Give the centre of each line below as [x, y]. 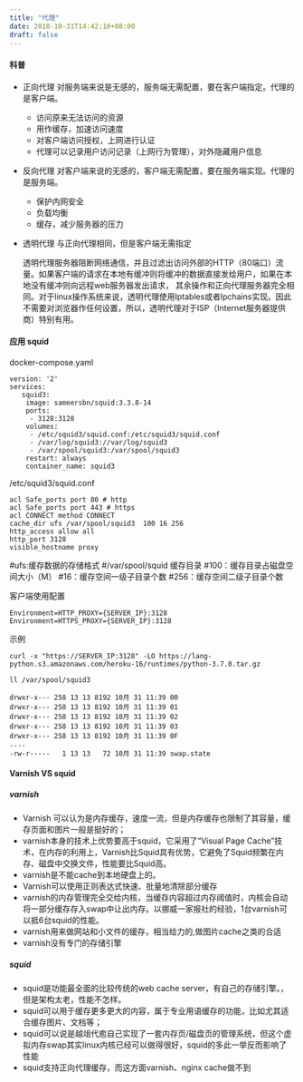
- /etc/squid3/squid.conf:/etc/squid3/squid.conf [125, 434]
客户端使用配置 [37, 596]
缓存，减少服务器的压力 [80, 224]
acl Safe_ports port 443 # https [72, 507]
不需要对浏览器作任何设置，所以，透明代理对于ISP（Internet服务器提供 [154, 307]
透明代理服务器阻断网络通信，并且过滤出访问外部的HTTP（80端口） [149, 262]
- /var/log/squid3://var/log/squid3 [99, 442]
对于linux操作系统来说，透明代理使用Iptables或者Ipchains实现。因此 [165, 297]
